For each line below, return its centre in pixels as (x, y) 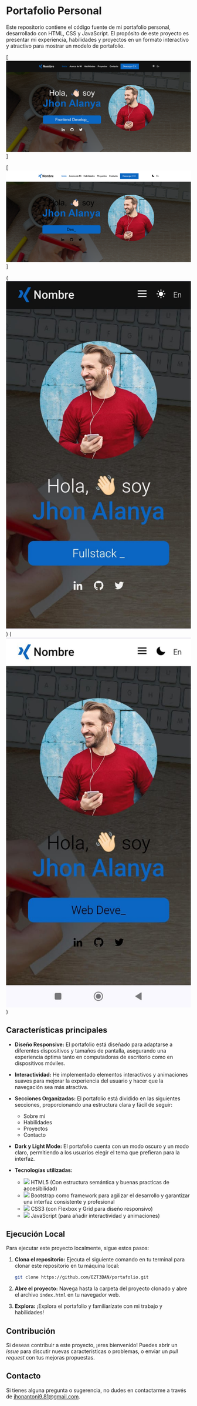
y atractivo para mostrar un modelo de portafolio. (65, 46)
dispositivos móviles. (40, 1063)
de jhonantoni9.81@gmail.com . (43, 1396)
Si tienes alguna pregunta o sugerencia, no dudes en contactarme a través (96, 1390)
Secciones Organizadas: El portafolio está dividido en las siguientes (97, 1098)
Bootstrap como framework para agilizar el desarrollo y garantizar (110, 1195)
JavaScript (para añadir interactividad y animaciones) (95, 1215)
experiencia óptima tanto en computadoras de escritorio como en (94, 1057)
